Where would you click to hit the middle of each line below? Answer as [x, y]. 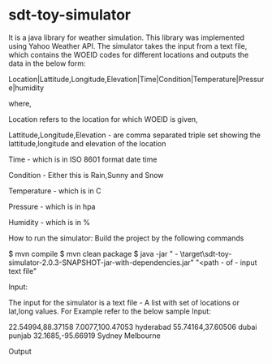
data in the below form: [47, 63]
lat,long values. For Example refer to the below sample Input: [110, 311]
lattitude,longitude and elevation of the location [87, 143]
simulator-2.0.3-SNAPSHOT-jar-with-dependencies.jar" [101, 262]
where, [20, 103]
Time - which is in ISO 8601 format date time [83, 159]
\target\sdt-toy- [206, 253]
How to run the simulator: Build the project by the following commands [126, 238]
